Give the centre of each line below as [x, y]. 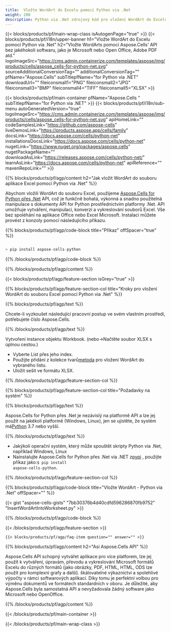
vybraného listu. [30, 365]
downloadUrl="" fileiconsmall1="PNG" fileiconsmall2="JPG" [68, 83]
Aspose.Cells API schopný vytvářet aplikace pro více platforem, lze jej [78, 557]
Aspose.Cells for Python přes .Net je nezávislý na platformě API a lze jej [80, 416]
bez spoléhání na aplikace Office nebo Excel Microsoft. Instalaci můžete [81, 215]
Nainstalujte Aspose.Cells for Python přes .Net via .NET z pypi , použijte [87, 457]
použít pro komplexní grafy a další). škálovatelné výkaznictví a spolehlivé [82, 573]
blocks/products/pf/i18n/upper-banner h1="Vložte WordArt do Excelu [78, 39]
